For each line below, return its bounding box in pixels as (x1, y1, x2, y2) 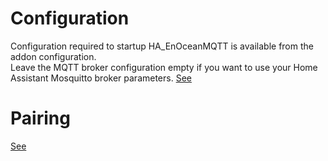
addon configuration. (10, 50, 97, 62)
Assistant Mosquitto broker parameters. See (10, 72, 192, 84)
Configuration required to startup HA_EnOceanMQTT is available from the (10, 40, 314, 52)
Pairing (10, 107, 71, 130)
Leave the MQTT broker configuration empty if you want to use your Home (10, 61, 318, 73)
